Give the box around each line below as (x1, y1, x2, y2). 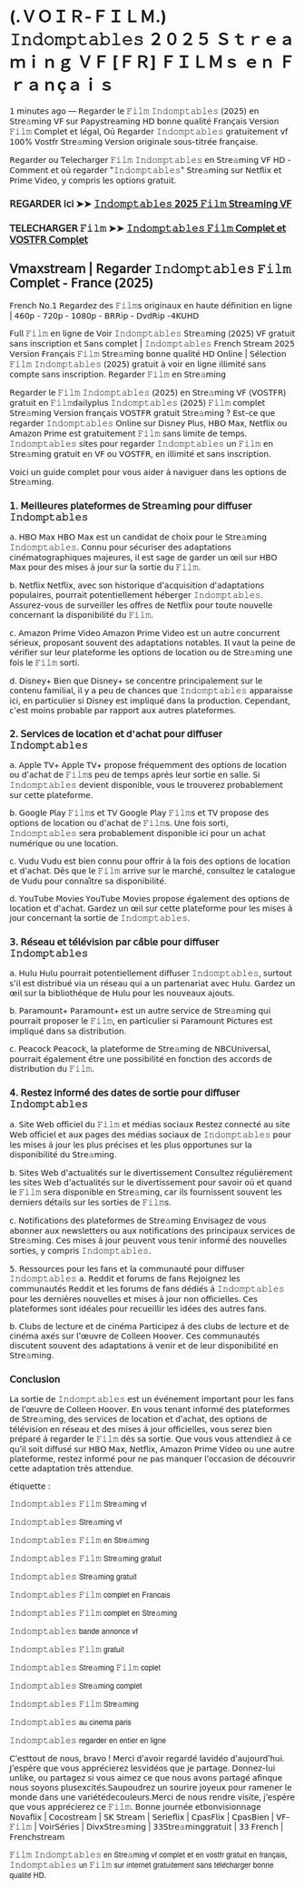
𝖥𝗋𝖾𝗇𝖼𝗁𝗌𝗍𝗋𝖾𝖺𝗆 (9, 1832, 65, 1843)
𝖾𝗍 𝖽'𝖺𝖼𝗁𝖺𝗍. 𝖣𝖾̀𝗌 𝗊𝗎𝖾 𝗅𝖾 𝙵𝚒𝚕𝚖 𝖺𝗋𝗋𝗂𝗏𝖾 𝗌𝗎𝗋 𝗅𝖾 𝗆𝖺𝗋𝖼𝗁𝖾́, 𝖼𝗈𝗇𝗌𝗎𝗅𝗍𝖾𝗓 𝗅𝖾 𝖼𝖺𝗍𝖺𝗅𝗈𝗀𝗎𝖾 (9, 865, 296, 876)
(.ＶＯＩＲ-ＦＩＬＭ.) (9, 6, 167, 27)
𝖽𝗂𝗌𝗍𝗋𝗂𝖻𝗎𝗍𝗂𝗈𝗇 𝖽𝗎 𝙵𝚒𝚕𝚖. (9, 1064, 94, 1075)
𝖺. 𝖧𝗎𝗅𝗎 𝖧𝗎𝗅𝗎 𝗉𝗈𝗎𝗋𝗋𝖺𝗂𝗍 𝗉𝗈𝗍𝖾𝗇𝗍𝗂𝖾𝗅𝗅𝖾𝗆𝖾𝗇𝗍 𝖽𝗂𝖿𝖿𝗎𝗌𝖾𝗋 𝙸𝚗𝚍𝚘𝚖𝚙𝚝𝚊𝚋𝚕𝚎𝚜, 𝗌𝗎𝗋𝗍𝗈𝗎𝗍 (9, 968, 292, 979)
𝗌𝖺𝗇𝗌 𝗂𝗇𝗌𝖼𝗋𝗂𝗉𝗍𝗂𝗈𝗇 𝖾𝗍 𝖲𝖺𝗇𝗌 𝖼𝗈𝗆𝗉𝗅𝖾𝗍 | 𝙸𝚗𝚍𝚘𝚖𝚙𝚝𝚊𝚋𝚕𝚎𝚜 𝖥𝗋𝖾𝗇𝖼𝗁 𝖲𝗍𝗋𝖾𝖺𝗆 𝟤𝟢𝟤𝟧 (9, 338, 295, 348)
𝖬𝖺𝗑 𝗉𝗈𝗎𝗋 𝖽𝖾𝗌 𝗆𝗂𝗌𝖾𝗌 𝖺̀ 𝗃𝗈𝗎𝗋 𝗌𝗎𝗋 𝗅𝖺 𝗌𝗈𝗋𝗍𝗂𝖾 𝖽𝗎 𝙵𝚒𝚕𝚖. (9, 561, 202, 572)
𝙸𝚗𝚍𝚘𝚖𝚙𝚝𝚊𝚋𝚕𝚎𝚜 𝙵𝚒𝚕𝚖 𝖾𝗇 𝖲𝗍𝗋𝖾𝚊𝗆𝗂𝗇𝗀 (9, 1535, 150, 1546)
